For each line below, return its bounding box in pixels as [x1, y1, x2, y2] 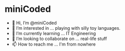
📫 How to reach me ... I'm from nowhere [11, 41, 96, 47]
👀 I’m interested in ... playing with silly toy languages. [11, 25, 121, 31]
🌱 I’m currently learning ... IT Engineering [11, 30, 96, 36]
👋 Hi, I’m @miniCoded [11, 20, 57, 26]
